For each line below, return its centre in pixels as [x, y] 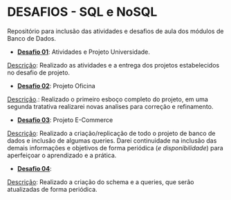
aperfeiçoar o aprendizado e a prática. [62, 155]
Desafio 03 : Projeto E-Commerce [65, 120]
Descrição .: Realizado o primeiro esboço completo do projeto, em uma [108, 99]
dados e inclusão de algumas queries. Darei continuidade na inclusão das [112, 140]
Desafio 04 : [34, 168]
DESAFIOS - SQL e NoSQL [82, 12]
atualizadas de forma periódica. [53, 189]
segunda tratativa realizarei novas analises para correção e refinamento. [110, 106]
